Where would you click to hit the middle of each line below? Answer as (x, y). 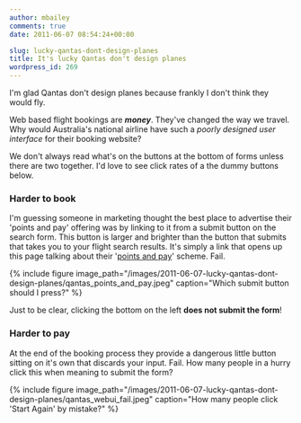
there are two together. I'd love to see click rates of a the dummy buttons (144, 166)
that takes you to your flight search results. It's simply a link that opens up (146, 247)
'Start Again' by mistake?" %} (64, 409)
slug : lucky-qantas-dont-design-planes (84, 50)
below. (22, 175)
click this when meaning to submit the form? (91, 372)
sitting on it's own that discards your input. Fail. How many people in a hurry (150, 362)
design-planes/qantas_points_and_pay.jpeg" (92, 283)
